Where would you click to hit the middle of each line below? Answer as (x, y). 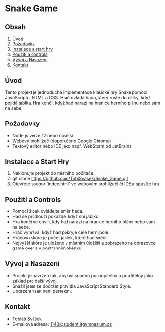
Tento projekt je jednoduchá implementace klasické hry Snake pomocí (76, 92)
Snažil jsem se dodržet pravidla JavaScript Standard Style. (72, 286)
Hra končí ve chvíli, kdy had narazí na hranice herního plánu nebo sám (83, 222)
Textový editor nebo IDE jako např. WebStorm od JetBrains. (72, 146)
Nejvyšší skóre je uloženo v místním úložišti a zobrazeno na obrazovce (84, 243)
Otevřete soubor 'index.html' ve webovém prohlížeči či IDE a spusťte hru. (86, 184)
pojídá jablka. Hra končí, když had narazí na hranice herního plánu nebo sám (82, 103)
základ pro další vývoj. (35, 281)
